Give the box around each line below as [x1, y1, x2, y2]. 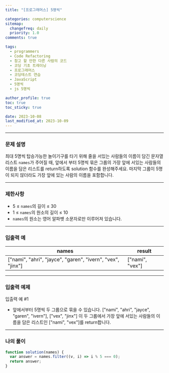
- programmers [10, 49, 39, 54]
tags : [5, 44, 17, 49]
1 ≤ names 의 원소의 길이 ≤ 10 [12, 209, 68, 215]
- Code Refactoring [10, 53, 51, 58]
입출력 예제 [5, 283, 31, 290]
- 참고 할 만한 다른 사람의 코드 [10, 58, 67, 63]
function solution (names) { [5, 349, 64, 355]
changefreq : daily [10, 26, 49, 31]
